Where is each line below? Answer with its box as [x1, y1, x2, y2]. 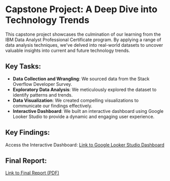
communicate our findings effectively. [12, 103, 93, 109]
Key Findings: [5, 128, 50, 137]
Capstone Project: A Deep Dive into [5, 4, 158, 15]
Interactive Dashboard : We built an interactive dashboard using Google [12, 108, 164, 114]
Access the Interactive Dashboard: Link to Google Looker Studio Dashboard [5, 141, 165, 148]
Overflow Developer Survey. [12, 81, 72, 87]
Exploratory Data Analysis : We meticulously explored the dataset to [12, 86, 157, 93]
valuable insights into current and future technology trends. [5, 47, 130, 53]
